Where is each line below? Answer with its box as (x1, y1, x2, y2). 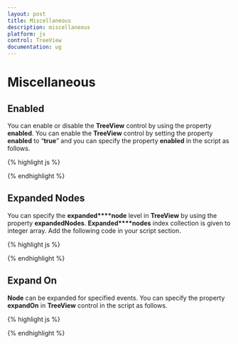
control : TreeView (7, 37, 62, 44)
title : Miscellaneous (7, 17, 72, 24)
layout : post (7, 10, 46, 18)
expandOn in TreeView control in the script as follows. (7, 301, 168, 310)
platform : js (7, 30, 46, 38)
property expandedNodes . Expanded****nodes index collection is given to (7, 219, 231, 227)
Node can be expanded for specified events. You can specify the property (7, 293, 225, 302)
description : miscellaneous (7, 24, 91, 31)
